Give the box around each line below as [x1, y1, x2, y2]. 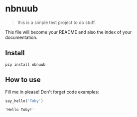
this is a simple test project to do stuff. [17, 19, 96, 25]
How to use [5, 76, 41, 84]
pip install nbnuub [5, 62, 46, 67]
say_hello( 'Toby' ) [5, 98, 43, 104]
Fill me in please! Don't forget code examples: [5, 89, 100, 95]
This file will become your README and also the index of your [5, 29, 132, 35]
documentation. [5, 34, 38, 40]
